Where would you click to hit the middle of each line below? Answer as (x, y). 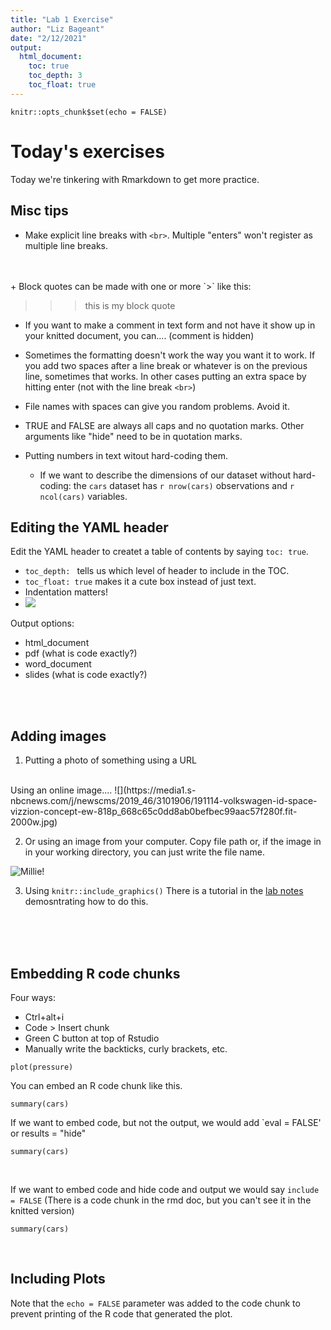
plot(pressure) (42, 1067)
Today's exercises (87, 151)
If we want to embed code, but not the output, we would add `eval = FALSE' (166, 1122)
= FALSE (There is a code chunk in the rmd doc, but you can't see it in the (161, 1200)
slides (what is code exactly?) (86, 675)
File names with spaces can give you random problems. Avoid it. (157, 406)
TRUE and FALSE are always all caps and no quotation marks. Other (164, 425)
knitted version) (42, 1210)
